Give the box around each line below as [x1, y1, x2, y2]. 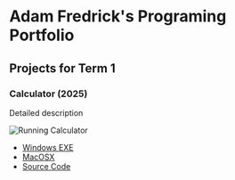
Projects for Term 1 [9, 61, 116, 76]
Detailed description [9, 107, 84, 118]
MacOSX [21, 151, 55, 162]
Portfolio [9, 25, 75, 45]
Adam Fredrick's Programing [9, 6, 227, 27]
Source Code [21, 160, 71, 171]
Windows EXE [21, 142, 74, 152]
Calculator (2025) [9, 87, 88, 100]
